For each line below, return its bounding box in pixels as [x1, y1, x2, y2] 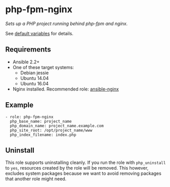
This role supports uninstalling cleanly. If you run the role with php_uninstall [5, 159, 166, 166]
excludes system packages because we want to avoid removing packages [5, 170, 162, 177]
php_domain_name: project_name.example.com [10, 123, 104, 128]
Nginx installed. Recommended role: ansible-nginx [12, 86, 119, 92]
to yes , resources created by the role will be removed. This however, [5, 165, 149, 171]
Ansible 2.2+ [12, 59, 40, 65]
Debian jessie [20, 69, 49, 76]
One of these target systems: [12, 64, 74, 70]
